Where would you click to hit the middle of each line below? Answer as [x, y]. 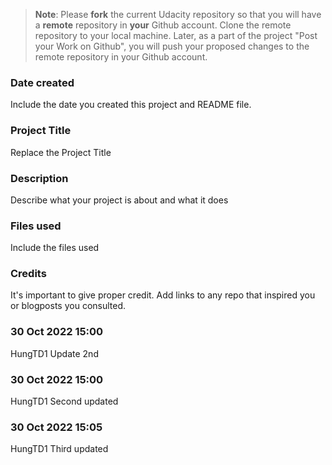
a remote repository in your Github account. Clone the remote [163, 25]
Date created [42, 82]
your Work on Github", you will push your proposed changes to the [172, 46]
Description [39, 178]
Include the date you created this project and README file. [131, 105]
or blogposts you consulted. [68, 306]
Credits [28, 274]
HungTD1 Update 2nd [54, 353]
